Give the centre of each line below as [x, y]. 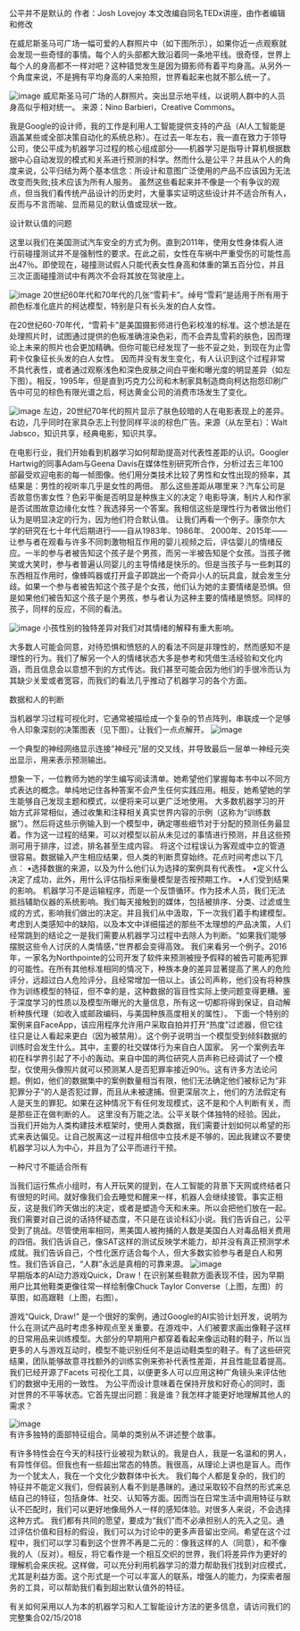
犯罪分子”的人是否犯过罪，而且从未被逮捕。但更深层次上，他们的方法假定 [144, 1092]
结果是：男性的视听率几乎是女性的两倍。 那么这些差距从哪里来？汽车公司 [143, 486]
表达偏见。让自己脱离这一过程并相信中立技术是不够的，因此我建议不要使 [158, 1137]
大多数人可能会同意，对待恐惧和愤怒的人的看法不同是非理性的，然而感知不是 [150, 647]
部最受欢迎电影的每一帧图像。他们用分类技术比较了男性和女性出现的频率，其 [150, 475]
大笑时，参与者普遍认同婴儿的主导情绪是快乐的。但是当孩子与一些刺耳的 [158, 564]
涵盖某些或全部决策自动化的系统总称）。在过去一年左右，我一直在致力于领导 [148, 137]
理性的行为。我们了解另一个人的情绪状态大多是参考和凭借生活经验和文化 [142, 658]
